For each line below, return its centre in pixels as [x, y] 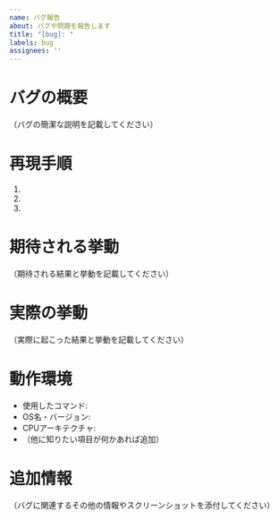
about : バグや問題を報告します [60, 26]
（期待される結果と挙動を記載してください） [92, 273]
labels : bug [31, 43]
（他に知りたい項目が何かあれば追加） [93, 438]
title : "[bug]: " [42, 34]
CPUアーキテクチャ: [59, 428]
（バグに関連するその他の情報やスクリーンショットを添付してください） [142, 505]
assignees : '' [36, 51]
